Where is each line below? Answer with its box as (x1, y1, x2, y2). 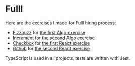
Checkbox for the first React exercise (12, 40, 90, 46)
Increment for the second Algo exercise (12, 35, 95, 41)
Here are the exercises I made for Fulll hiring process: (5, 20, 116, 26)
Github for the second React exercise (12, 45, 90, 51)
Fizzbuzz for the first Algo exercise (12, 29, 86, 35)
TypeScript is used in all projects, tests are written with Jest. (5, 55, 130, 61)
